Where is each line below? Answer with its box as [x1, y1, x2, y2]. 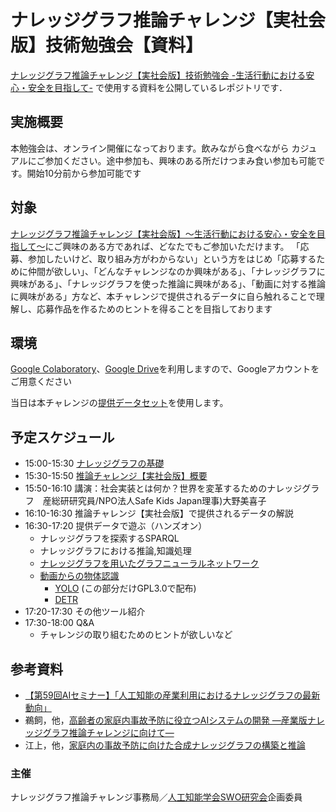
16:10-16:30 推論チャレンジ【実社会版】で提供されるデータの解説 [24, 507, 294, 520]
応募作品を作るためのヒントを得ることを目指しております [36, 302, 273, 315]
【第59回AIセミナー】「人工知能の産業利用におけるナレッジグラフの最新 [24, 689, 321, 701]
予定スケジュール [10, 429, 115, 446]
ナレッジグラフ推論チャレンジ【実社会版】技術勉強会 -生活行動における [10, 69, 307, 81]
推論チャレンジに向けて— [68, 727, 175, 738]
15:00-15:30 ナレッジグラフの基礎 [24, 457, 165, 470]
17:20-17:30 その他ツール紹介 [24, 606, 146, 618]
